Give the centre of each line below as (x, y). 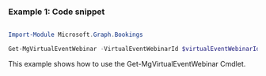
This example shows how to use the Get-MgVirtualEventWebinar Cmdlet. (127, 64)
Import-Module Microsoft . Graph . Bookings (76, 35)
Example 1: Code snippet (57, 12)
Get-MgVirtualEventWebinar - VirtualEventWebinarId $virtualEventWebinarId (134, 49)
